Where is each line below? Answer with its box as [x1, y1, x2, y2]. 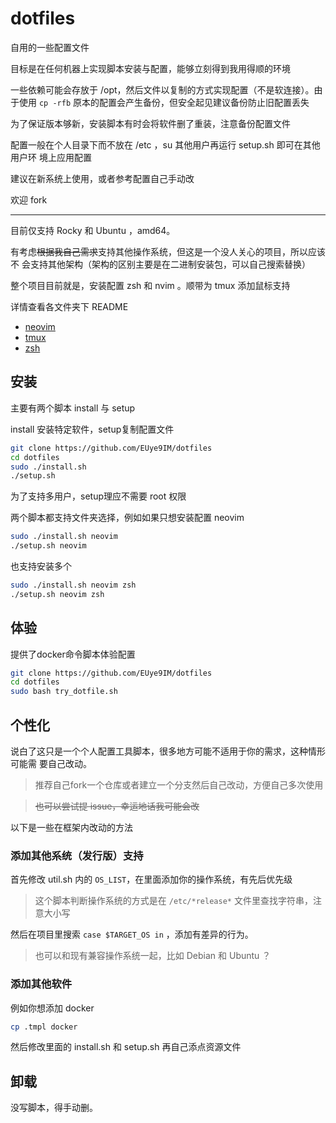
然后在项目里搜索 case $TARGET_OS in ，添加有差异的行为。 [10, 928, 254, 941]
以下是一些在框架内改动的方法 [10, 822, 133, 833]
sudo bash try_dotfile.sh [10, 687, 118, 697]
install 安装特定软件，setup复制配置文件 [10, 423, 175, 435]
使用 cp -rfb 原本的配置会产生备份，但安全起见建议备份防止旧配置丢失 [18, 96, 310, 108]
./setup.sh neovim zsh [10, 589, 105, 599]
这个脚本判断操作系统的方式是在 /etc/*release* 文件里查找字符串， [34, 895, 313, 907]
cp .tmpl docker [10, 1022, 78, 1032]
